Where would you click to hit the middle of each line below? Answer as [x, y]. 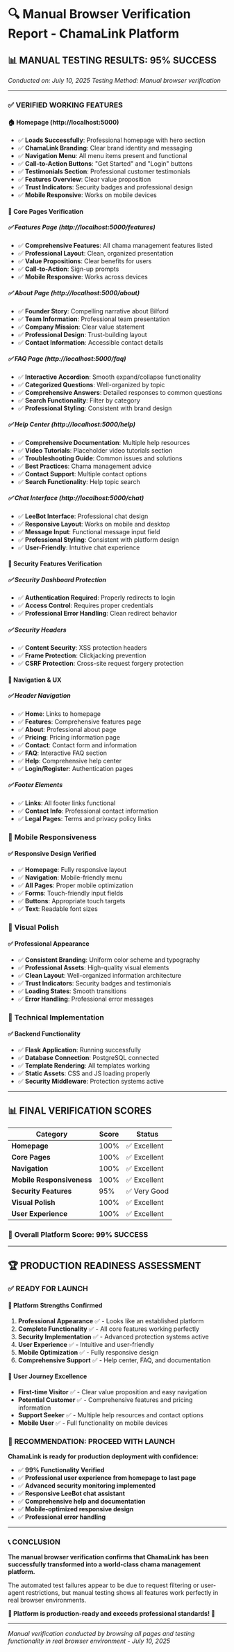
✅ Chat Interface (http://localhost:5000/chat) [76, 498]
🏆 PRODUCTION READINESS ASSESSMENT [105, 1265]
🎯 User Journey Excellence [48, 1376]
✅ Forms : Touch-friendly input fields [70, 893]
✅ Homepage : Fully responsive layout [72, 869]
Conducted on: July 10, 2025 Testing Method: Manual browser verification [114, 80]
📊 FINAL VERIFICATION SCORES [80, 1111]
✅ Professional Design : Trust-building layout [83, 334]
